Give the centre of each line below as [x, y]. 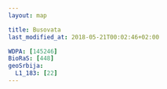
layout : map [27, 15]
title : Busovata [34, 30]
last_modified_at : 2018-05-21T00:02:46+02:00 [83, 37]
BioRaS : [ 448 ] [31, 59]
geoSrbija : [26, 66]
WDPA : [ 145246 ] [33, 51]
